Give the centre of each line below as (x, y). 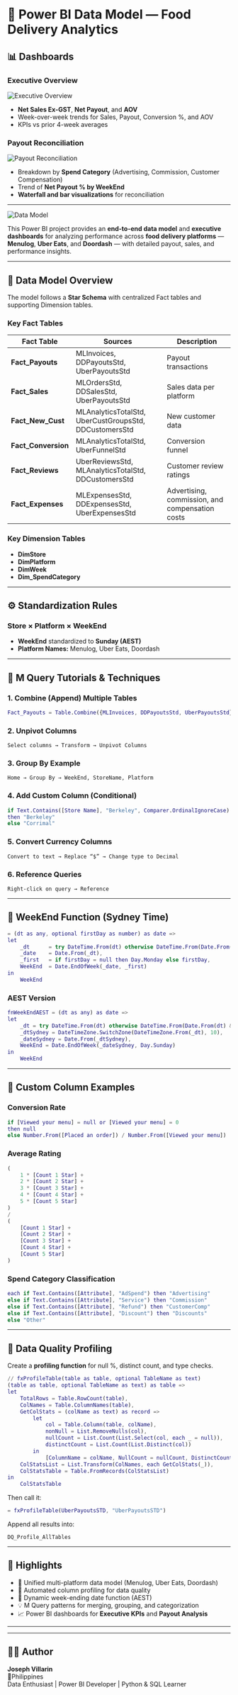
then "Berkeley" (31, 817)
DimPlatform (36, 561)
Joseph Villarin (30, 1669)
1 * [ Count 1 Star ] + (52, 1175)
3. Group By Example (44, 763)
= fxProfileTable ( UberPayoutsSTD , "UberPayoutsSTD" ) (87, 1511)
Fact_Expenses (37, 504)
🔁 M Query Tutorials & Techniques (84, 677)
